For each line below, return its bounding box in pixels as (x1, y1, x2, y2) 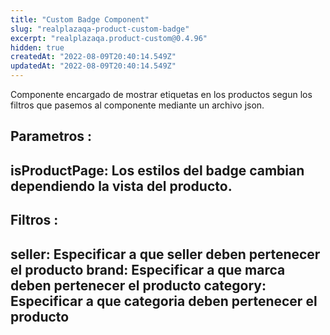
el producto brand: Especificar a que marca (10, 261, 286, 278)
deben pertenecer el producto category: (10, 277, 267, 294)
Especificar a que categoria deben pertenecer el (10, 292, 318, 310)
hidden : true (10, 42, 65, 53)
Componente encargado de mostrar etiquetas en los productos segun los (10, 89, 313, 100)
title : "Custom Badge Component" (10, 14, 150, 25)
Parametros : (10, 128, 93, 145)
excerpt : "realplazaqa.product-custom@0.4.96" (10, 33, 208, 43)
